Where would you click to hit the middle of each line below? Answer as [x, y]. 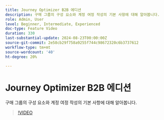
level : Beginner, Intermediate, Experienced [53, 24]
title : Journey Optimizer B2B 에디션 [43, 10]
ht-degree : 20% [21, 57]
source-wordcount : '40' [30, 52]
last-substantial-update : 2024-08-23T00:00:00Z [56, 38]
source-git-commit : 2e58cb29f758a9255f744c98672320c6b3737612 [72, 43]
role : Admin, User [24, 19]
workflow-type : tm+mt [28, 47]
